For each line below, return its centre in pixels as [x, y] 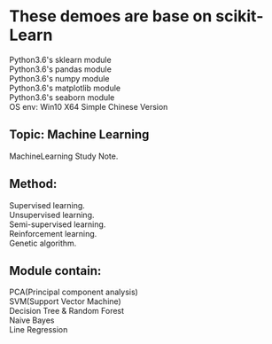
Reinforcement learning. [53, 233]
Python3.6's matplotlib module [65, 88]
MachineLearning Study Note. [64, 156]
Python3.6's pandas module [61, 69]
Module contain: [55, 271]
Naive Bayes [32, 320]
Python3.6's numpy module [59, 78]
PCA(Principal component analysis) [74, 292]
